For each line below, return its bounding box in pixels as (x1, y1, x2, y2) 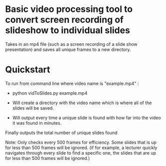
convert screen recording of (5, 14, 124, 25)
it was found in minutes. (12, 120, 62, 126)
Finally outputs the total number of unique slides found (5, 130, 118, 136)
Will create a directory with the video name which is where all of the (12, 100, 152, 106)
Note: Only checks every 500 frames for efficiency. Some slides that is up (5, 139, 157, 145)
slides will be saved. (12, 105, 54, 111)
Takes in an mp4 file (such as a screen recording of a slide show (5, 41, 138, 47)
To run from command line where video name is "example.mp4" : (5, 80, 139, 86)
